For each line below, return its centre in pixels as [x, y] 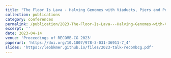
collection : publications [33, 15]
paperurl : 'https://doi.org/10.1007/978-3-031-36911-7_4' [68, 43]
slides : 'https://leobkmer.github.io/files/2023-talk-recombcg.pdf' [79, 47]
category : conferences [29, 19]
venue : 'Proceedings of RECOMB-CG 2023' [49, 38]
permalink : [17, 24]
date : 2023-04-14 [24, 33]
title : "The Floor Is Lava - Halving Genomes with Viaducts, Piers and [83, 10]
